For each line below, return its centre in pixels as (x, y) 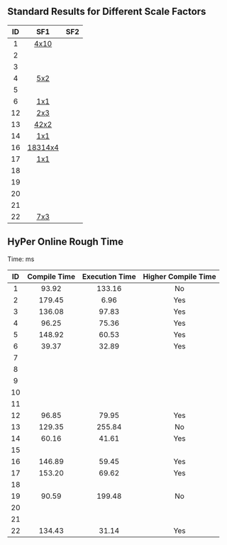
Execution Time (109, 276)
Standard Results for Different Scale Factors (107, 12)
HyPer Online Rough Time (66, 242)
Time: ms (21, 259)
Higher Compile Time (179, 276)
